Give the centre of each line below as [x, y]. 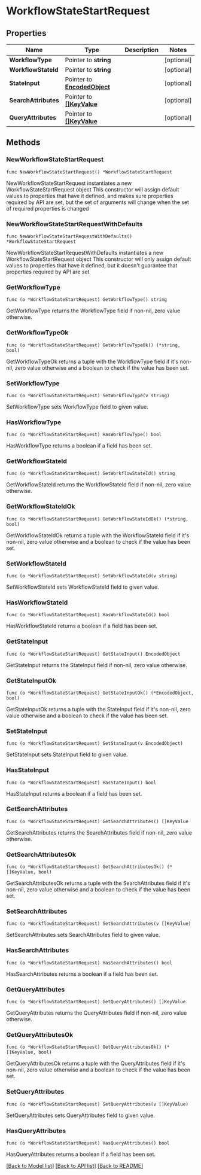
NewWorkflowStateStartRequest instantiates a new [69, 183]
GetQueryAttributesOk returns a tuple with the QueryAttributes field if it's [96, 1064]
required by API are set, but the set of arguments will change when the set [98, 202]
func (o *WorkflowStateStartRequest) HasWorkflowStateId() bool [88, 615]
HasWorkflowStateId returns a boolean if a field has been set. [82, 626]
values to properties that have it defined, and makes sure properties [90, 196]
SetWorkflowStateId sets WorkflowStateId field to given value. [83, 587]
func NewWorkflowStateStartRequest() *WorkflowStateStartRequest [89, 172]
